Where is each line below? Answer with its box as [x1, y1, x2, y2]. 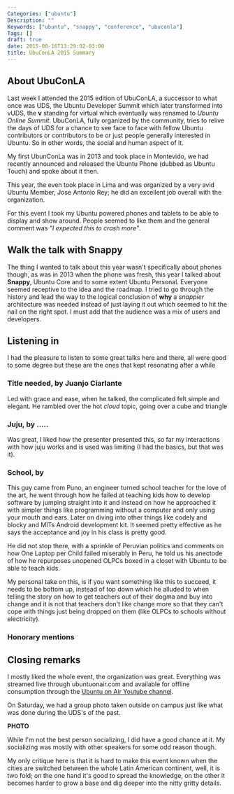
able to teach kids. [7, 564, 61, 573]
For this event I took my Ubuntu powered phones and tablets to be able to [7, 209, 219, 217]
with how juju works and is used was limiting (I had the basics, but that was [7, 443, 224, 451]
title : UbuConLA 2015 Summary [7, 50, 96, 57]
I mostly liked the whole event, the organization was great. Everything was [7, 672, 221, 681]
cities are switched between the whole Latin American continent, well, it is [7, 764, 221, 772]
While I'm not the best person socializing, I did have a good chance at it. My [7, 735, 226, 744]
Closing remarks [7, 654, 81, 666]
